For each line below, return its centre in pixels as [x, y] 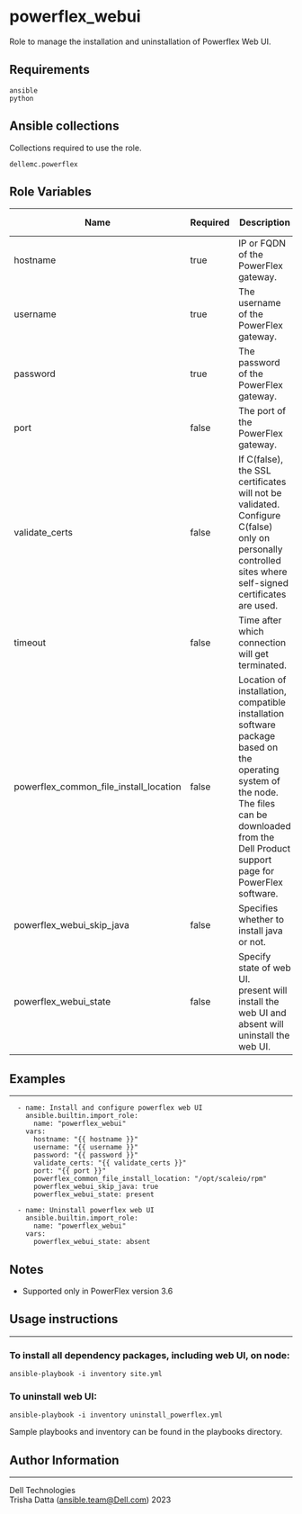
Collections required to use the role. [75, 148]
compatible [262, 702]
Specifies [258, 908]
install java [260, 931]
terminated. [262, 665]
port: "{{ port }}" [69, 1171]
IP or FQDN [262, 243]
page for [256, 871]
